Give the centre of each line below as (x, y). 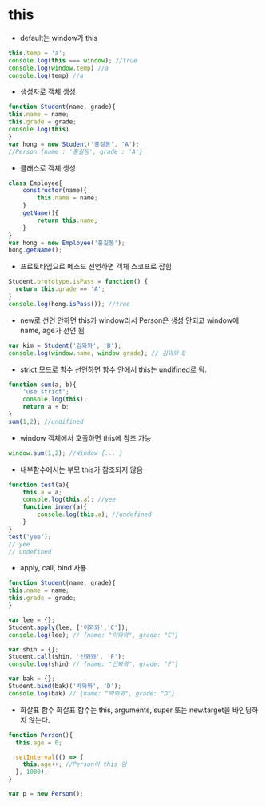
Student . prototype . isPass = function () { (78, 282)
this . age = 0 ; (39, 743)
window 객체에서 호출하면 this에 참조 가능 (85, 437)
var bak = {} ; (32, 679)
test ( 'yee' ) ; (30, 537)
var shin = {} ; (34, 649)
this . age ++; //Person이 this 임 (75, 764)
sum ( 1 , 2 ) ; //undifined (46, 421)
